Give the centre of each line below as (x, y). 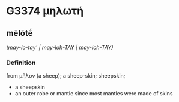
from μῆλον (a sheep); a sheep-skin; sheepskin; (66, 76)
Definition (21, 63)
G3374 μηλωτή (45, 11)
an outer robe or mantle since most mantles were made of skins (94, 94)
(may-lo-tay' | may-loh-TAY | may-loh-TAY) (60, 47)
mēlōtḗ (20, 33)
